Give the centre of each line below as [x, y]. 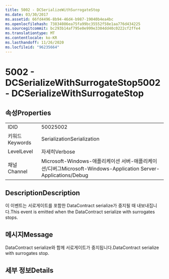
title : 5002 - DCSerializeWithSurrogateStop [53, 10]
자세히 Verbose [58, 152]
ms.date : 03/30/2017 [27, 15]
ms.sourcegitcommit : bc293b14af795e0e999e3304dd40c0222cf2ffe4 [73, 29]
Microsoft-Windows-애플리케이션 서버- [88, 161]
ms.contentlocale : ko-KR [31, 38]
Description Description [43, 193]
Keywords [20, 143]
